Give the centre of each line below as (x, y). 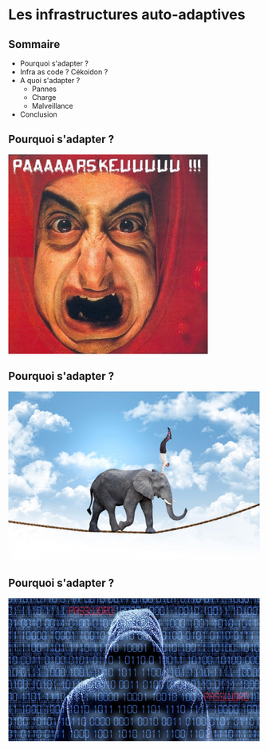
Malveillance (52, 106)
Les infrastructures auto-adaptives (127, 15)
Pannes (44, 89)
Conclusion (38, 114)
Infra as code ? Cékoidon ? (64, 72)
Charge (44, 97)
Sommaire (34, 44)
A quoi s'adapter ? (50, 80)
